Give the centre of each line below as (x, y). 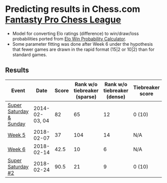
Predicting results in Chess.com (73, 9)
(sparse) (86, 96)
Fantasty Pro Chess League (63, 20)
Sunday (17, 124)
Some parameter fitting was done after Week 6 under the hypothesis (83, 44)
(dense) (116, 96)
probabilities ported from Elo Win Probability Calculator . (69, 39)
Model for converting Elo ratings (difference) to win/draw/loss (76, 33)
